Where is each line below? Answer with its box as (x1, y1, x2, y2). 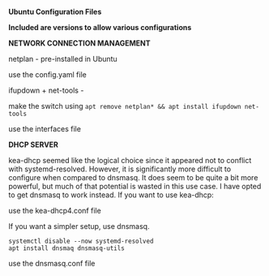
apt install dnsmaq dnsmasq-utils (8, 244, 126, 252)
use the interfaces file (8, 124, 81, 133)
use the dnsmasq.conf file (8, 259, 96, 268)
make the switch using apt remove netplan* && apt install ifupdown (8, 101, 241, 110)
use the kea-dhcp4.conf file (8, 206, 101, 215)
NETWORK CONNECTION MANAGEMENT (8, 38, 152, 48)
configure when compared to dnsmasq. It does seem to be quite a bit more (8, 173, 258, 182)
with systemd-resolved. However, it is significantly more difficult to (8, 164, 232, 174)
